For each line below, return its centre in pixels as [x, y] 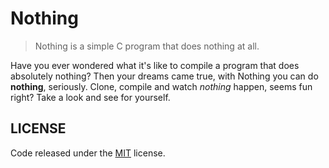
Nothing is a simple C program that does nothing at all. [147, 46]
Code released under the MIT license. [88, 153]
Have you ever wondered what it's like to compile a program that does [155, 65]
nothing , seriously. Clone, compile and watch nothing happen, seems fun [161, 86]
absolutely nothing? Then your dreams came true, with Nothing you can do [164, 76]
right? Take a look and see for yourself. [90, 97]
